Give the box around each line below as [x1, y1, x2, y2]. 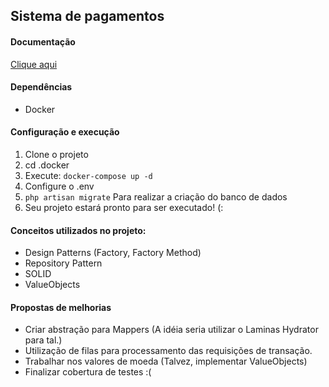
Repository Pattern [24, 257, 103, 269]
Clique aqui [10, 58, 58, 70]
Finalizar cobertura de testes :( [24, 366, 152, 378]
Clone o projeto [24, 149, 89, 160]
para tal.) [24, 334, 63, 346]
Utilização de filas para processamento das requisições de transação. [24, 345, 313, 357]
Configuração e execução [10, 126, 120, 138]
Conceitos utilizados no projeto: [10, 224, 147, 236]
